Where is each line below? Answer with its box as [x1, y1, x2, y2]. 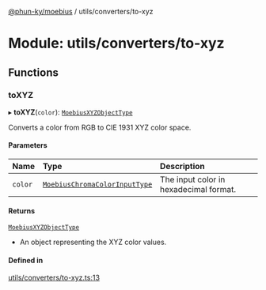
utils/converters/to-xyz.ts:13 [8, 273, 101, 283]
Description [159, 161, 206, 172]
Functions [8, 66, 59, 79]
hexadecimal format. [159, 184, 236, 195]
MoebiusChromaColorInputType [42, 180, 153, 189]
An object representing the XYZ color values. [19, 237, 167, 247]
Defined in [8, 255, 44, 265]
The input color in [159, 174, 226, 185]
